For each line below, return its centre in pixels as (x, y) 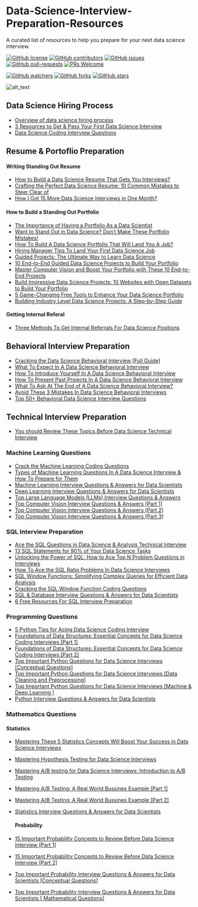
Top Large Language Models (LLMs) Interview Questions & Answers (98, 497)
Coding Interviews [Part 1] (46, 642)
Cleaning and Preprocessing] (50, 680)
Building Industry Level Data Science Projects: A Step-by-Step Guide (98, 301)
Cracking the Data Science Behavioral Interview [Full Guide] (87, 361)
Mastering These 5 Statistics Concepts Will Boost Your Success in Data (101, 741)
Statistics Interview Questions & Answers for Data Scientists (88, 811)
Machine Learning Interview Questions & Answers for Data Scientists (98, 485)
